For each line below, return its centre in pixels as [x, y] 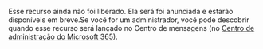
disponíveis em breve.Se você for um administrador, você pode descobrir [129, 20]
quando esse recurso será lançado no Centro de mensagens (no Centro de [131, 28]
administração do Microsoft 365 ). [63, 36]
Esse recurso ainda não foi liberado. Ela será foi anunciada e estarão [121, 11]
